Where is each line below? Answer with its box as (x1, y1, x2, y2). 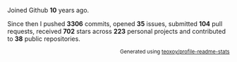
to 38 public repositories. (7, 35, 81, 43)
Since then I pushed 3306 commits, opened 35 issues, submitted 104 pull (7, 20, 223, 27)
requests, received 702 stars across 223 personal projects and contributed (7, 27, 226, 35)
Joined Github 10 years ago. (7, 6, 90, 14)
